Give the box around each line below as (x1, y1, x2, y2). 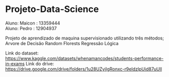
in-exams (5, 60, 25, 66)
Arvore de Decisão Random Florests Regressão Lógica (5, 40, 119, 46)
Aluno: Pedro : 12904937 (5, 25, 57, 31)
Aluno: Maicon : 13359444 (5, 20, 61, 26)
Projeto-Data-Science (5, 3, 99, 15)
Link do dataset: (5, 50, 39, 56)
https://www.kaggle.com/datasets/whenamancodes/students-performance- (5, 55, 164, 61)
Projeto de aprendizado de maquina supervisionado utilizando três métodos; (5, 35, 164, 41)
